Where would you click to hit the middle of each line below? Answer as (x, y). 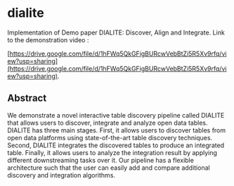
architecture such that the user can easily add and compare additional (109, 168)
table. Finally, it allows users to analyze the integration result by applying (112, 152)
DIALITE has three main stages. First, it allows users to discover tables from (117, 130)
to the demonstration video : (48, 39)
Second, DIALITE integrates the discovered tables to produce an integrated (116, 145)
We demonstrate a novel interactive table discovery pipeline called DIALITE (116, 115)
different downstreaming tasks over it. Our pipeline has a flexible (101, 160)
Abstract (27, 98)
